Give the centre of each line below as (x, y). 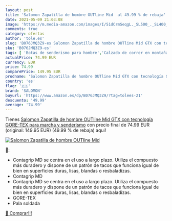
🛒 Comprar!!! (19, 213)
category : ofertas (25, 34)
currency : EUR (20, 62)
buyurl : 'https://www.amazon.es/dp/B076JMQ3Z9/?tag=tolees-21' (74, 95)
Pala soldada (26, 203)
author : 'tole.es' (25, 39)
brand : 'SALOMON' (24, 91)
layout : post (19, 10)
